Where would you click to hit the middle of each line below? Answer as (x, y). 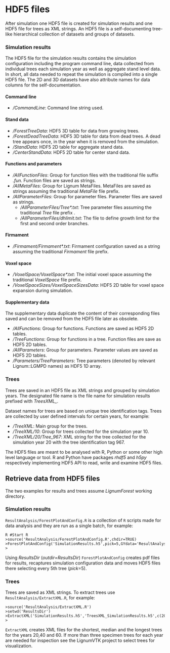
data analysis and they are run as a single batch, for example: (69, 526)
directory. (15, 496)
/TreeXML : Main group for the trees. (50, 426)
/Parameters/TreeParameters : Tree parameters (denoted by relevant (84, 361)
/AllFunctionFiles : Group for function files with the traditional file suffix (85, 175)
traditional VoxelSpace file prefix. (47, 280)
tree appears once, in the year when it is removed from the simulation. (86, 141)
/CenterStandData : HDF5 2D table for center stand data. (71, 152)
